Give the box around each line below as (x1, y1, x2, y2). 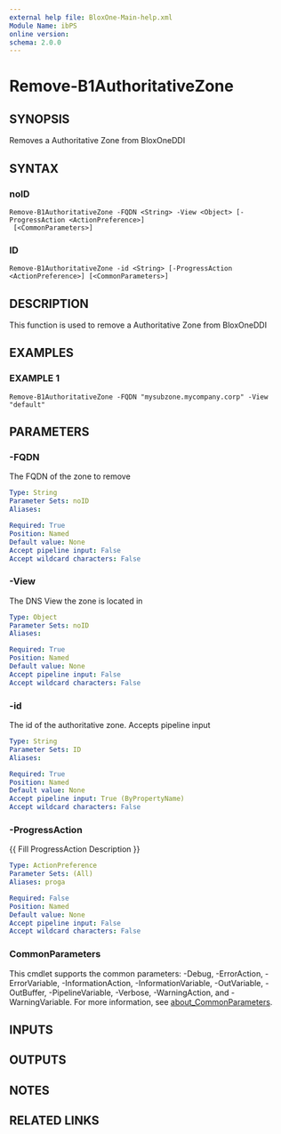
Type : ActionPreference (9, 861, 98, 871)
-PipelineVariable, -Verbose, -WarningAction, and (48, 987, 229, 998)
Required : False (9, 894, 69, 903)
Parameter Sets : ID (9, 745, 82, 754)
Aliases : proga (9, 878, 66, 887)
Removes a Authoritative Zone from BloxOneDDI (9, 135, 186, 146)
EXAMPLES (9, 345, 74, 360)
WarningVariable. (9, 996, 73, 1007)
